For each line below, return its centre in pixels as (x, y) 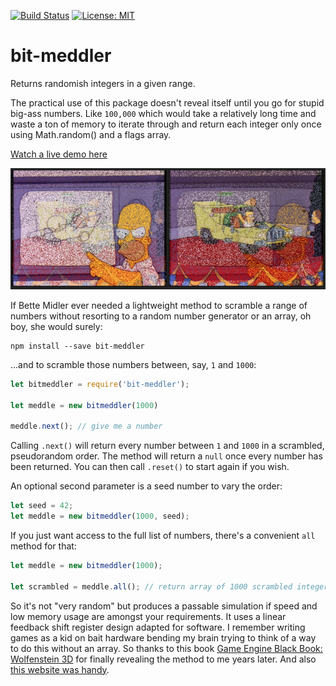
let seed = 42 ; (42, 506)
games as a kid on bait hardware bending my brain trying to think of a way (163, 637)
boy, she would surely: (56, 326)
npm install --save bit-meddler (77, 346)
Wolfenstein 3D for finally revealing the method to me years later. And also (163, 659)
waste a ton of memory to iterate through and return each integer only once (166, 124)
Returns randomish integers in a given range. (103, 83)
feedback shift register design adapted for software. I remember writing (158, 627)
